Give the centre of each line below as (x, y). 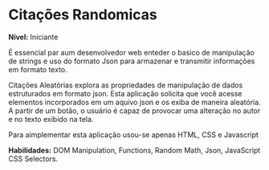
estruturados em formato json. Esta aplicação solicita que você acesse (125, 93)
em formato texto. (38, 69)
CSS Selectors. (33, 159)
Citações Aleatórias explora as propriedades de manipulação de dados (126, 85)
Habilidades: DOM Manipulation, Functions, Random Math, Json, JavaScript (134, 150)
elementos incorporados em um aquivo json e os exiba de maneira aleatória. (134, 102)
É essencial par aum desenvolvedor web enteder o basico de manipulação (131, 52)
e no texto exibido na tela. (51, 119)
